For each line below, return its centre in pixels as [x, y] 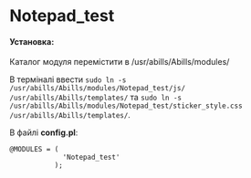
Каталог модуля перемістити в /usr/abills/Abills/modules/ [120, 62]
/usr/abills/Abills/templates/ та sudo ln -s [96, 98]
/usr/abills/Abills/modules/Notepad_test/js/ [97, 89]
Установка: [32, 41]
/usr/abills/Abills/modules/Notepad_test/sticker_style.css [126, 106]
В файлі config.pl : [44, 132]
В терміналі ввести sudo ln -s [68, 79]
